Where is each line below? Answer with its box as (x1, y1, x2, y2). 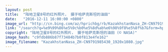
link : (5, 26, 16, 31)
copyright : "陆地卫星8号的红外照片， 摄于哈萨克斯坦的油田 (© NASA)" (5, 30, 137, 35)
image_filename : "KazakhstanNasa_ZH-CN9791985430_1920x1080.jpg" (5, 40, 144, 45)
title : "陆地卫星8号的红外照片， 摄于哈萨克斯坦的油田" (5, 12, 110, 17)
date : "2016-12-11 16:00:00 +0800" (5, 16, 84, 21)
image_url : (5, 21, 28, 26)
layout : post (5, 7, 32, 12)
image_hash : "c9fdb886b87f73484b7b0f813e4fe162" (5, 35, 108, 40)
